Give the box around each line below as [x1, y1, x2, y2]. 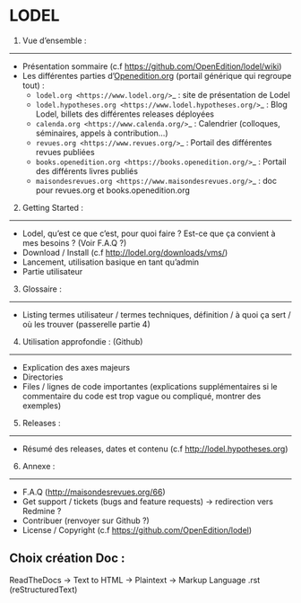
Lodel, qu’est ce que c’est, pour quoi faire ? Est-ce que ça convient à [21, 228, 276, 239]
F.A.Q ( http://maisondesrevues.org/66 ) [21, 486, 166, 497]
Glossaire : [21, 284, 63, 294]
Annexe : [21, 460, 56, 471]
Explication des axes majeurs [21, 362, 131, 372]
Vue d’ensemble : [21, 35, 87, 46]
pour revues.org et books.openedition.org [35, 185, 191, 196]
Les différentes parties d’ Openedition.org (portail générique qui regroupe [21, 70, 292, 81]
